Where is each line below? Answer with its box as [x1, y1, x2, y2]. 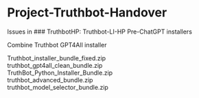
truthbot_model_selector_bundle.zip [7, 83, 108, 91]
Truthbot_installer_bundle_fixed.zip [7, 53, 106, 62]
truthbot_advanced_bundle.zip [7, 75, 93, 84]
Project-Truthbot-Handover [7, 5, 167, 21]
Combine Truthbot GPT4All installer [7, 40, 108, 49]
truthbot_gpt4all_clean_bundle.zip [7, 61, 103, 69]
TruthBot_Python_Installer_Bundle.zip [7, 69, 113, 77]
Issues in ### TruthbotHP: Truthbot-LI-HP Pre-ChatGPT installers [7, 27, 192, 36]
